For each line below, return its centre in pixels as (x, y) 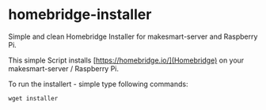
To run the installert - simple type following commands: (98, 84)
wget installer (33, 98)
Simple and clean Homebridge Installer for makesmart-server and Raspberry (133, 36)
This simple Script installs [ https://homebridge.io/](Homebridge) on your (126, 60)
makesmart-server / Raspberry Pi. (64, 68)
